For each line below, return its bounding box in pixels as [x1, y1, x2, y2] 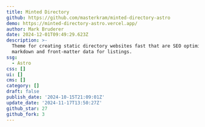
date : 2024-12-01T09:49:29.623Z [6, 32, 88, 38]
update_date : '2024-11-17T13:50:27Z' [6, 100, 103, 106]
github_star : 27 [6, 105, 48, 112]
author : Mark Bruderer [6, 26, 64, 32]
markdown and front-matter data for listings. [12, 49, 132, 55]
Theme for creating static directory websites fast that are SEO [12, 43, 182, 49]
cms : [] [6, 77, 26, 83]
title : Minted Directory [6, 9, 70, 15]
